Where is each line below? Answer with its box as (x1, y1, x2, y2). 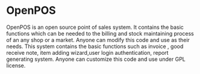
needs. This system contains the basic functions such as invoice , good (6, 43, 184, 50)
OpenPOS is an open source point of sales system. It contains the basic (6, 23, 184, 31)
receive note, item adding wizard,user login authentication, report (6, 49, 169, 56)
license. (6, 61, 26, 69)
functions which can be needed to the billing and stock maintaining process (6, 29, 194, 37)
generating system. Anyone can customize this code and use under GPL (6, 55, 186, 63)
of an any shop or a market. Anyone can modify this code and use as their (6, 36, 190, 43)
